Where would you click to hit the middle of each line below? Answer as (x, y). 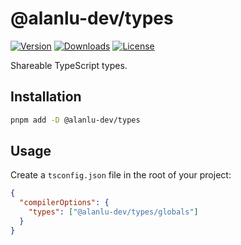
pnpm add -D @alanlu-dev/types (75, 120)
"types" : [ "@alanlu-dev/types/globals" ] (113, 212)
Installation (46, 97)
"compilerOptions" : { (64, 203)
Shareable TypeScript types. (69, 65)
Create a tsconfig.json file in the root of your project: (121, 175)
